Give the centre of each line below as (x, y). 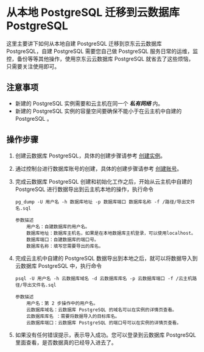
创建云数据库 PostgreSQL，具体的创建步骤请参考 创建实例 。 (90, 156)
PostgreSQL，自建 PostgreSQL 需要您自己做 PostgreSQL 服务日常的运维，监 (102, 51)
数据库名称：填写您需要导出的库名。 (65, 246)
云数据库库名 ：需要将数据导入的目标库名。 (73, 316)
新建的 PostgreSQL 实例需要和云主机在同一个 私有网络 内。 (89, 103)
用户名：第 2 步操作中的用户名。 (62, 303)
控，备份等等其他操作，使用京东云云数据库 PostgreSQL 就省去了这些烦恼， (100, 59)
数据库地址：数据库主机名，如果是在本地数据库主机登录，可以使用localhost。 (111, 233)
